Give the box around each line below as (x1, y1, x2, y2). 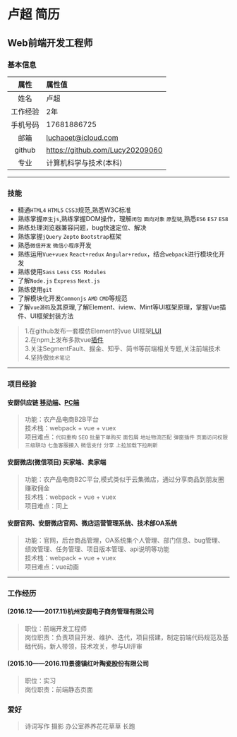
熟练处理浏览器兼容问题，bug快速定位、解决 (17, 223, 147, 232)
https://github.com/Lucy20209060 (46, 145, 163, 155)
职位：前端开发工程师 (24, 624, 87, 632)
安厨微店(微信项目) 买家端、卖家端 (7, 457, 107, 466)
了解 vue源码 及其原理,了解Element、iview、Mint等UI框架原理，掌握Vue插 (17, 303, 226, 312)
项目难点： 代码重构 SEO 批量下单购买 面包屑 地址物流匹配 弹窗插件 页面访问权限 (24, 432, 228, 442)
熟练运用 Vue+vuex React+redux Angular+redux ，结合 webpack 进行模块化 (17, 250, 219, 259)
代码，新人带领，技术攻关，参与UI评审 (30, 642, 142, 650)
